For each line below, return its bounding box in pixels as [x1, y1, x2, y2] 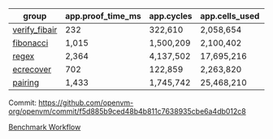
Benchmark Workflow [8, 122, 81, 132]
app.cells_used [200, 11, 260, 21]
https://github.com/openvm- [38, 98, 134, 107]
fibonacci [12, 37, 49, 48]
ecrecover [12, 64, 52, 75]
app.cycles [149, 11, 193, 21]
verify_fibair [12, 24, 58, 35]
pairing [12, 77, 40, 88]
